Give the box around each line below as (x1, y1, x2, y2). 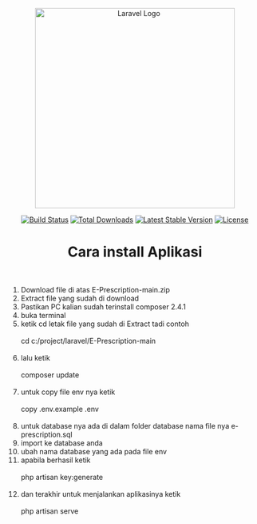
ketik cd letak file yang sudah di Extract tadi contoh (20, 319, 190, 329)
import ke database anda (20, 437, 103, 448)
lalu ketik (20, 353, 50, 362)
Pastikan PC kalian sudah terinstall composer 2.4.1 (20, 301, 186, 312)
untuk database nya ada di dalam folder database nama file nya (20, 421, 230, 430)
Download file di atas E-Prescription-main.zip (20, 284, 171, 294)
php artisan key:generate (20, 472, 104, 482)
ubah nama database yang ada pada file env (20, 446, 167, 456)
